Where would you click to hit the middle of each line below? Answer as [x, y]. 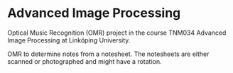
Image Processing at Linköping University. [69, 40]
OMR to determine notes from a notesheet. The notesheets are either [108, 54]
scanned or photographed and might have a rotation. [85, 61]
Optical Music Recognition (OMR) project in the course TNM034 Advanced [117, 33]
